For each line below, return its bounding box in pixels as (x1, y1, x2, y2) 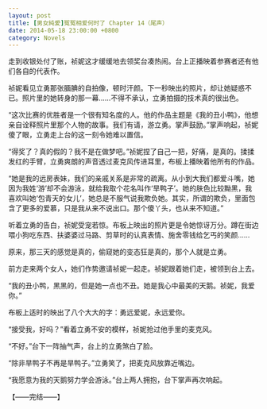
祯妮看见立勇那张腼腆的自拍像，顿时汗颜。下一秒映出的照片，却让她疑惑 (8, 83, 245, 93)
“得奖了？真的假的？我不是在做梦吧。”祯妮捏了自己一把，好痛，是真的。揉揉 (8, 147, 255, 156)
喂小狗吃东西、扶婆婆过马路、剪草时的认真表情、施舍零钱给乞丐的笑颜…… (8, 230, 250, 240)
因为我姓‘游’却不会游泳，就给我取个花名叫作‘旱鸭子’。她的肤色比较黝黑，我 (8, 183, 253, 193)
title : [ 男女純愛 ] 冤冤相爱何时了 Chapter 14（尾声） (8, 19, 168, 27)
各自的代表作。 (14, 67, 64, 76)
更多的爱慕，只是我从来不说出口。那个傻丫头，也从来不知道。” (21, 203, 224, 213)
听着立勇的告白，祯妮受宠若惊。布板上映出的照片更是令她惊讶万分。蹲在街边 (8, 220, 259, 230)
